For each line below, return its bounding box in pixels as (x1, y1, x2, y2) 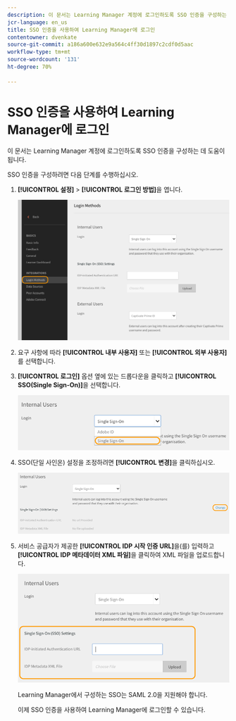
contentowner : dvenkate (7, 34, 77, 41)
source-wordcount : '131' (7, 56, 80, 63)
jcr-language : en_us (7, 18, 68, 26)
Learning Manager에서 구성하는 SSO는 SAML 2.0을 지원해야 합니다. (17, 691, 208, 699)
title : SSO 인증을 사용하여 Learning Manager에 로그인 (7, 26, 156, 33)
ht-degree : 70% (7, 63, 52, 70)
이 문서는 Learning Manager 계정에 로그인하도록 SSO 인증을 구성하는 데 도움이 (7, 146, 225, 155)
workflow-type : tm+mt (7, 49, 71, 56)
